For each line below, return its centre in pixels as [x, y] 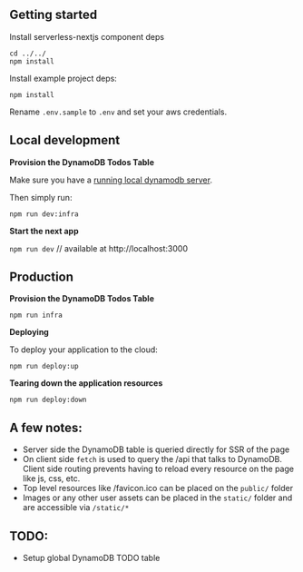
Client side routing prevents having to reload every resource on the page [158, 469]
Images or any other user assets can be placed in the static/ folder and [157, 498]
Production [42, 277]
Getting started [54, 15]
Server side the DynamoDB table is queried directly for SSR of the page [156, 449]
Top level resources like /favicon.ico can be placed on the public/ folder [157, 488]
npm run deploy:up [44, 367]
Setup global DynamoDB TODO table [91, 558]
